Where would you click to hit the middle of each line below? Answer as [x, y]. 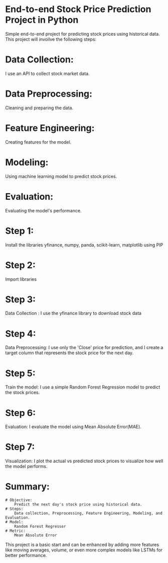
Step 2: [21, 265]
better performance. [26, 555]
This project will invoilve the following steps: [51, 39]
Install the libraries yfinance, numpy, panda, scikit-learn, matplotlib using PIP [84, 245]
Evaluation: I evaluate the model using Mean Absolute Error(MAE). [73, 427]
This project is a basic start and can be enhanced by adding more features [82, 545]
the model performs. [26, 466]
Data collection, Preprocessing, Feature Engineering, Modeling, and [89, 513]
